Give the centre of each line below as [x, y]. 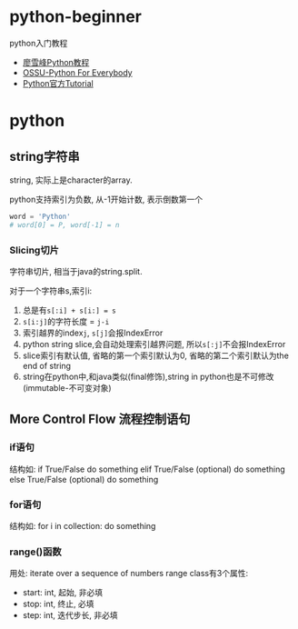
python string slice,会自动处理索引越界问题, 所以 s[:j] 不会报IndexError [154, 344]
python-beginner [76, 17]
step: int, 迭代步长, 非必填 [70, 615]
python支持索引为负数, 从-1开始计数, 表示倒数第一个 [106, 199]
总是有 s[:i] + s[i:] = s [69, 310]
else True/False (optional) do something [84, 479]
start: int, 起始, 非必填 [62, 593]
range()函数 [35, 552]
